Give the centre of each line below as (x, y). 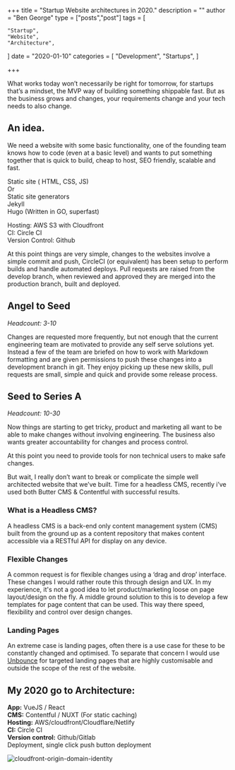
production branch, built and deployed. (64, 284)
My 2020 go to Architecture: (71, 691)
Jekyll (16, 203)
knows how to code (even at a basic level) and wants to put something (110, 153)
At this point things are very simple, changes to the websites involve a (109, 254)
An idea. (26, 128)
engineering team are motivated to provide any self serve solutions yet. (111, 344)
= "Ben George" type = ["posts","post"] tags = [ (77, 18)
